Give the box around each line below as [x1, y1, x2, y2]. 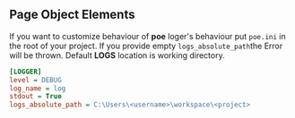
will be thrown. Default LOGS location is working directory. [9, 49, 226, 61]
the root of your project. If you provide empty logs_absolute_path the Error [9, 40, 283, 51]
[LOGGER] [9, 67, 42, 76]
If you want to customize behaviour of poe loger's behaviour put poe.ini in [9, 30, 287, 41]
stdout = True [9, 92, 63, 101]
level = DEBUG [9, 75, 63, 84]
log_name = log [9, 84, 66, 93]
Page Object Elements [9, 7, 135, 22]
